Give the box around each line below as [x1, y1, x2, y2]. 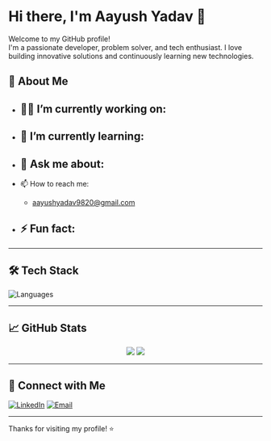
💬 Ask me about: [19, 157, 105, 170]
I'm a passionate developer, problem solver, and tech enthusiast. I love [8, 42, 243, 52]
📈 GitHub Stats [8, 321, 87, 334]
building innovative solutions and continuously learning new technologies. [8, 51, 254, 61]
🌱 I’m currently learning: [19, 129, 144, 144]
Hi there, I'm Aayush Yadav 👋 [8, 7, 206, 26]
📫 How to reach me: [19, 178, 90, 188]
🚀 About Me [8, 74, 69, 88]
